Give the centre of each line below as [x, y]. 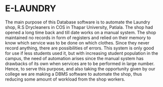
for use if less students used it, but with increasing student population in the [81, 53]
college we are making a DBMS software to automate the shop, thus [74, 74]
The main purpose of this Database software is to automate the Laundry [78, 22]
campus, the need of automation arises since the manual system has [74, 58]
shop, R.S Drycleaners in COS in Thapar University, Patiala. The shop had [79, 27]
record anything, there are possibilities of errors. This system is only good [80, 48]
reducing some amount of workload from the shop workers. [65, 79]
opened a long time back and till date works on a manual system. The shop [81, 32]
